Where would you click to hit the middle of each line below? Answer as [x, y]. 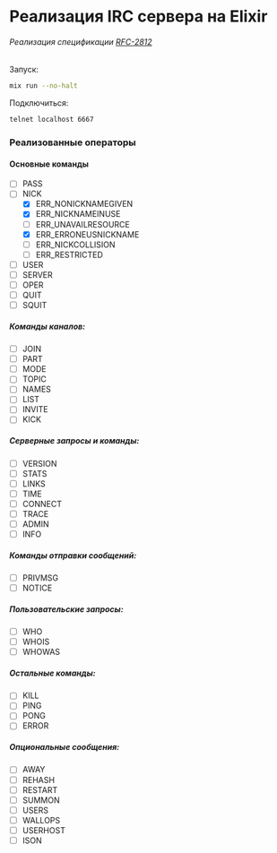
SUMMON [41, 800]
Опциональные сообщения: [65, 747]
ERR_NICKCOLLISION [75, 245]
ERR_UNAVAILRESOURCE [82, 224]
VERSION [39, 463]
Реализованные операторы [73, 142]
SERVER [38, 274]
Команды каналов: [48, 326]
